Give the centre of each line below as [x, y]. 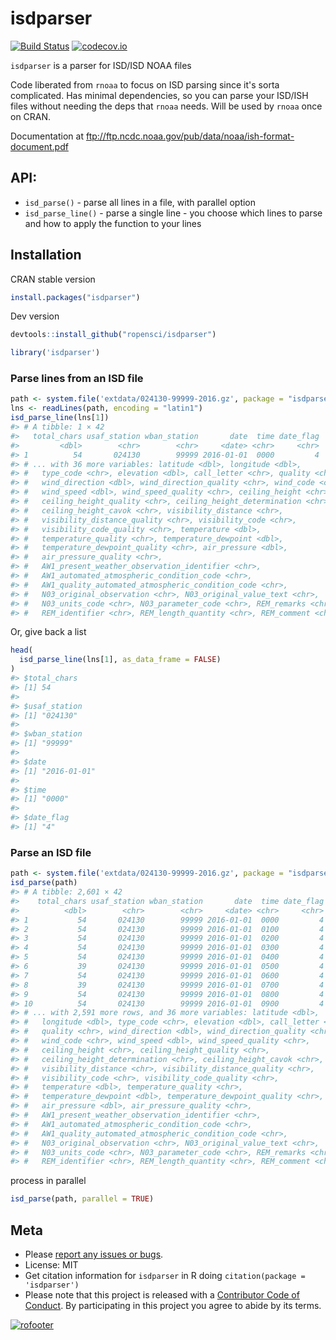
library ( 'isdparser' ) [55, 353]
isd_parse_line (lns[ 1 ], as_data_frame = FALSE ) [120, 660]
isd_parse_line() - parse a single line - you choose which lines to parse [173, 213]
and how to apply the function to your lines [113, 223]
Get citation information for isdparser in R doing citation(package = [165, 1275]
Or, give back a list [48, 632]
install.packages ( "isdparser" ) [75, 297]
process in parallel [48, 1181]
